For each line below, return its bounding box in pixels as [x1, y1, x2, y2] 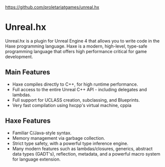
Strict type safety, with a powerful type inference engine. [12, 140, 128, 146]
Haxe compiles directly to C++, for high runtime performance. [12, 81, 138, 87]
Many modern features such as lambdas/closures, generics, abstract [12, 146, 153, 152]
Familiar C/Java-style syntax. [12, 130, 72, 136]
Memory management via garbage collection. [12, 135, 105, 141]
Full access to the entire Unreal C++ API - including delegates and [12, 86, 147, 92]
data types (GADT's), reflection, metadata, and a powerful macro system [12, 151, 161, 157]
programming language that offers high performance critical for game [5, 48, 147, 54]
